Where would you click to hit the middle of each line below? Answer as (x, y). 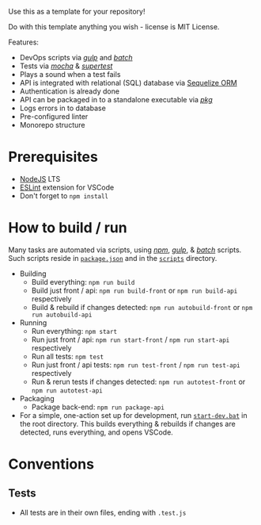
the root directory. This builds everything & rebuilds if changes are (127, 423)
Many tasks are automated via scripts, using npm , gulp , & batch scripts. (125, 250)
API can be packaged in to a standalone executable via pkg (116, 100)
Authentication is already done (70, 91)
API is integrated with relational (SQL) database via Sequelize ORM (128, 83)
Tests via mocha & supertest (66, 66)
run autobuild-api (62, 315)
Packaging (37, 398)
